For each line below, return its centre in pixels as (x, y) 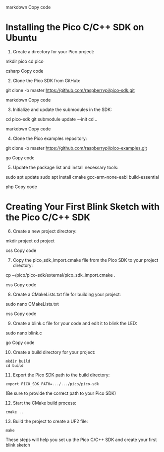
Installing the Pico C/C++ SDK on (75, 27)
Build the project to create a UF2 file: (50, 421)
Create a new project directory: (45, 231)
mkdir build (18, 361)
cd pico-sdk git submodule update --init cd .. (52, 119)
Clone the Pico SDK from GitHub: (47, 80)
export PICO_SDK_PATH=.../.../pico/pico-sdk (52, 384)
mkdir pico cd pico (25, 61)
